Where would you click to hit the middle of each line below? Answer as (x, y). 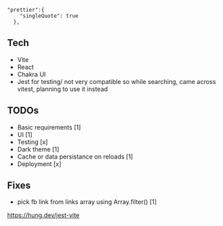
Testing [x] (32, 142)
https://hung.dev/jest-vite (43, 215)
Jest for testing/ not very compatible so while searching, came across (116, 81)
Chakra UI (31, 74)
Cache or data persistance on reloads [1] (75, 156)
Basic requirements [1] (49, 127)
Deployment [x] (39, 164)
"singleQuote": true (49, 16)
